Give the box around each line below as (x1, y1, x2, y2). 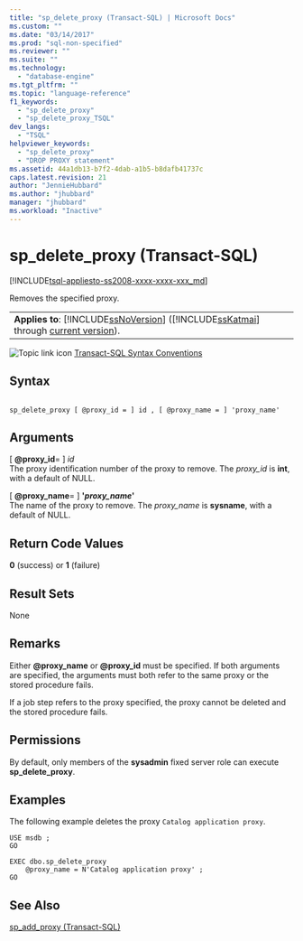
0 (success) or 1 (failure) (9, 560, 101, 571)
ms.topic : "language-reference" (9, 89, 131, 98)
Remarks (9, 636, 61, 651)
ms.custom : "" (9, 22, 63, 31)
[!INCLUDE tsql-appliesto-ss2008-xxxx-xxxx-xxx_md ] (9, 275, 208, 285)
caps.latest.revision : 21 (9, 172, 106, 182)
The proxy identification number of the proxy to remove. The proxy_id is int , (9, 463, 290, 474)
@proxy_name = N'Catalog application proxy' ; (25, 865, 204, 874)
